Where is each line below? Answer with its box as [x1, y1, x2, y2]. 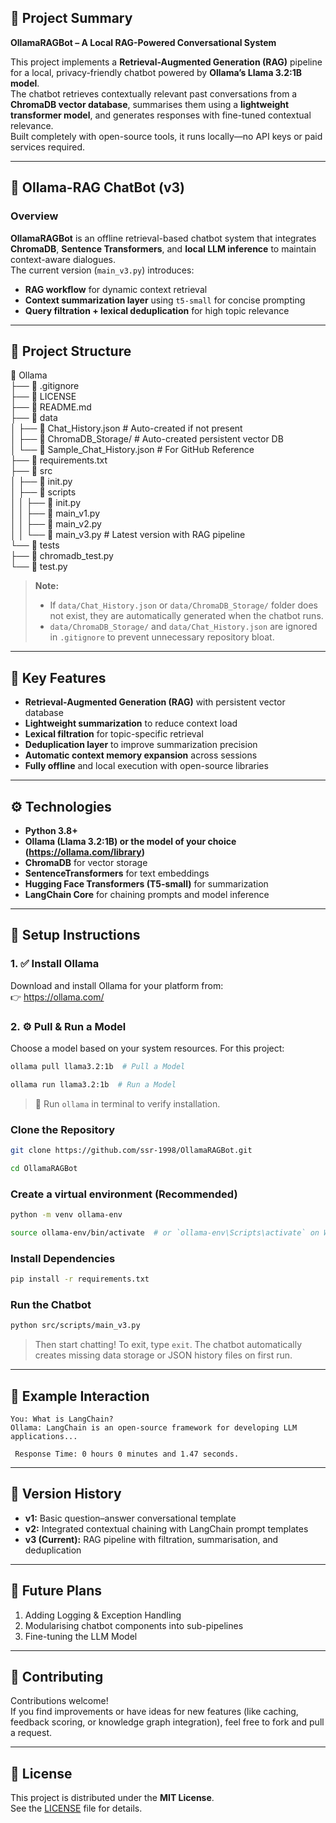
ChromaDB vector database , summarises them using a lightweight [10, 98, 290, 110]
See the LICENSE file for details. [10, 1802, 143, 1815]
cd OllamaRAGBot [10, 1163, 78, 1173]
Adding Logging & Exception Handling [24, 1609, 182, 1621]
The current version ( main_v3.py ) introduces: [10, 264, 195, 276]
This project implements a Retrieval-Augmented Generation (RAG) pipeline [10, 56, 323, 68]
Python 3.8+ [24, 824, 78, 836]
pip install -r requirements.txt [10, 1274, 150, 1285]
